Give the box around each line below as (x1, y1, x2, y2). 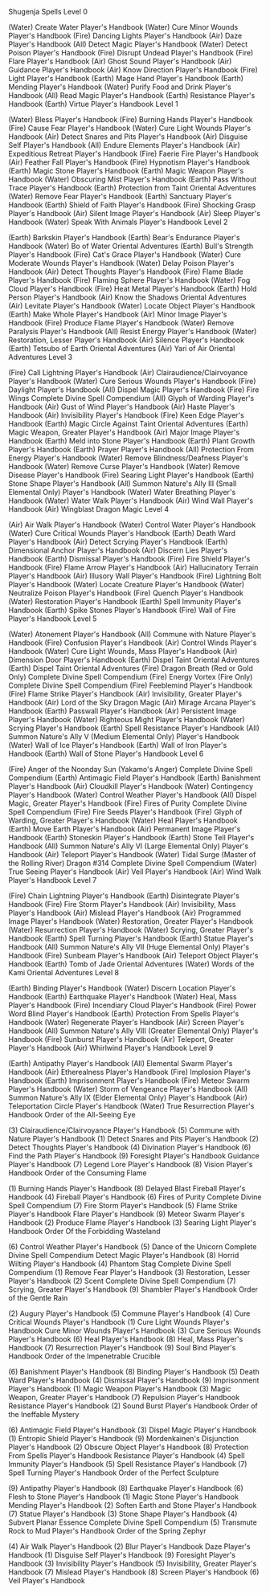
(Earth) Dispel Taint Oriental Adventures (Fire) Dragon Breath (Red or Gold (8, 664, 253, 673)
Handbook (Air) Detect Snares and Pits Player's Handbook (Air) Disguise (8, 132, 248, 141)
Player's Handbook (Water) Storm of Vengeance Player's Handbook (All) (8, 1084, 248, 1093)
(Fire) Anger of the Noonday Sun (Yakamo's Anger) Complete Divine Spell (8, 765, 253, 774)
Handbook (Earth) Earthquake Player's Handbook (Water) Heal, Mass (8, 992, 237, 1001)
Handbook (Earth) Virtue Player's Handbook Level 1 (8, 100, 178, 108)
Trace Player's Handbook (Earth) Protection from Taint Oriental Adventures (8, 183, 256, 192)
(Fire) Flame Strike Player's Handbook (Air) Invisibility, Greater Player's (8, 689, 243, 698)
